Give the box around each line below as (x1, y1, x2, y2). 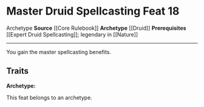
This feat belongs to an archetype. (6, 94, 92, 101)
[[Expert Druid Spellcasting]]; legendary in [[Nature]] (6, 30, 138, 38)
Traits (6, 66, 29, 77)
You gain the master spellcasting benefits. (6, 48, 112, 55)
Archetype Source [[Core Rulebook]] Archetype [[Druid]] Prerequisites (6, 24, 186, 32)
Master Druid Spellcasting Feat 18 (6, 4, 180, 18)
